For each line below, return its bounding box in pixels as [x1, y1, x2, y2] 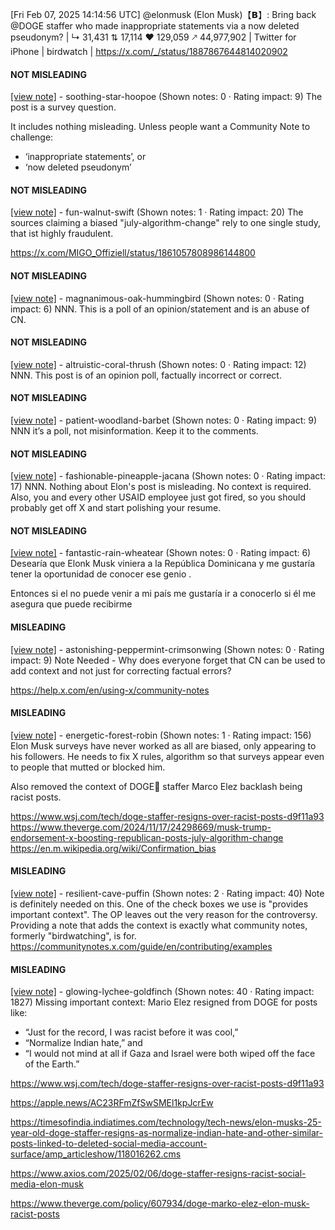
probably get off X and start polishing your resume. [10, 502, 222, 514]
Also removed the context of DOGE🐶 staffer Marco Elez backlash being [10, 780, 303, 792]
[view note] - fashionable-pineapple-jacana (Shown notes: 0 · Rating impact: [10, 470, 326, 482]
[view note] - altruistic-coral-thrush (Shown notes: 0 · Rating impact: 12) [10, 358, 307, 370]
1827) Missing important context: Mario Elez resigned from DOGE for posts [10, 996, 318, 1008]
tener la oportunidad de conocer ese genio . [10, 568, 192, 580]
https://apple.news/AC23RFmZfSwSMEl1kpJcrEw [10, 1097, 214, 1109]
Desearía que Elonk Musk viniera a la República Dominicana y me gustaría [10, 558, 316, 570]
